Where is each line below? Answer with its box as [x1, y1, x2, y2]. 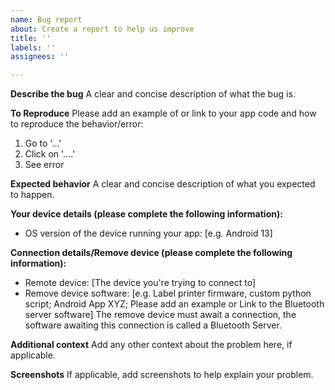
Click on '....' [24, 148, 76, 160]
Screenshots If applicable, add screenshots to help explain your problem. [10, 369, 314, 381]
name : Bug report [10, 14, 83, 25]
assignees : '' [10, 52, 70, 62]
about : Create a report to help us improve [10, 24, 195, 34]
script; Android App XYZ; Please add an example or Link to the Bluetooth [24, 298, 325, 310]
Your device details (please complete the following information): [10, 208, 283, 220]
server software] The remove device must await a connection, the [24, 309, 297, 321]
